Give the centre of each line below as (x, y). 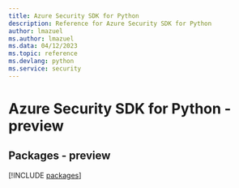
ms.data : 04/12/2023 (43, 46)
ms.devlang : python (41, 62)
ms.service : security (45, 69)
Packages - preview (60, 156)
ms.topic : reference (43, 53)
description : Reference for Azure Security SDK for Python (110, 23)
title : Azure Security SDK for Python (74, 16)
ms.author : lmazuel (41, 38)
